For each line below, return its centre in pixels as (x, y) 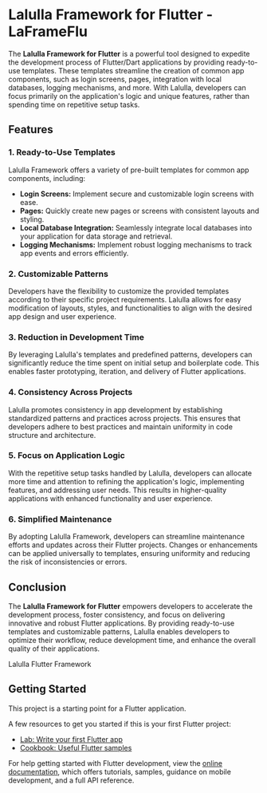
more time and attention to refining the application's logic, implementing (126, 481)
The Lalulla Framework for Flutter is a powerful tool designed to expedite (129, 53)
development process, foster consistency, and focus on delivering (117, 614)
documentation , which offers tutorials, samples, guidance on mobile (120, 771)
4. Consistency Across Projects (71, 393)
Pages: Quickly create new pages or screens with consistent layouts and (139, 211)
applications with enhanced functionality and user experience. (110, 498)
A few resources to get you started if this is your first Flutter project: (120, 724)
